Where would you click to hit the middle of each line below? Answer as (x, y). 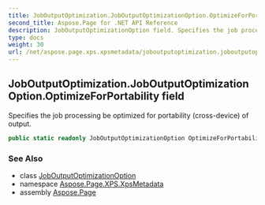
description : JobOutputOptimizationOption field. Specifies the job (123, 30)
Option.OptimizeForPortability (84, 97)
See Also (26, 158)
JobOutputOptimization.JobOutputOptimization (129, 84)
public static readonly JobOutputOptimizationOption (97, 138)
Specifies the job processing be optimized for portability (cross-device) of (129, 115)
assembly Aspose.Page (58, 192)
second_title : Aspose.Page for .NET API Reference (93, 23)
